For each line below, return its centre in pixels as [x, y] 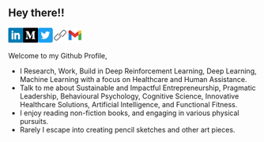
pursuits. [34, 121]
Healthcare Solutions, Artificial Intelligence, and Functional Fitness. [128, 104]
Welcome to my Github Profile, [58, 55]
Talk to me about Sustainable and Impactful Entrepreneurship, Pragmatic [138, 88]
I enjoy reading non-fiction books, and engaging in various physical [129, 113]
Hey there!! [36, 13]
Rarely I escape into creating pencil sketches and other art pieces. [127, 129]
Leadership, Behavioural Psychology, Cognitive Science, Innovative [129, 96]
